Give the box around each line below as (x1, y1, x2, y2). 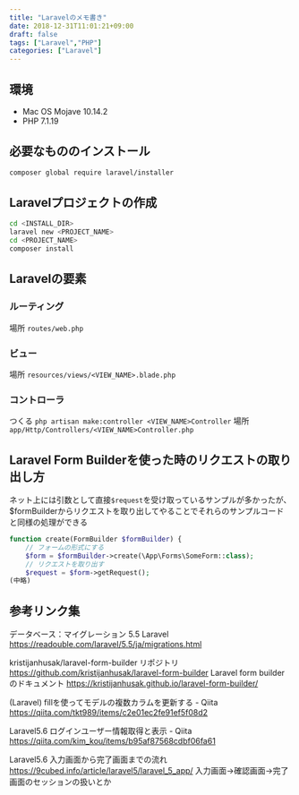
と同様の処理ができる (9, 517, 88, 528)
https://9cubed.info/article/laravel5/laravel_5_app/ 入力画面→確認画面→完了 (9, 765, 289, 776)
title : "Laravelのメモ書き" (9, 13, 107, 22)
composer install (9, 244, 74, 253)
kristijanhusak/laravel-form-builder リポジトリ (9, 657, 179, 668)
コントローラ (9, 393, 65, 406)
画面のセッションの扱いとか (9, 776, 112, 788)
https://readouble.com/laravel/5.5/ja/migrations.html (9, 639, 202, 650)
